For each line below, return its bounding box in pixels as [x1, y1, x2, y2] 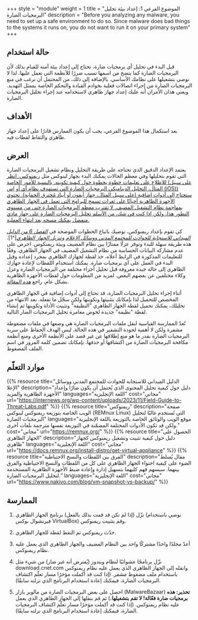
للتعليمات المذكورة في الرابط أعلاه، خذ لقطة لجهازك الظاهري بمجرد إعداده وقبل [6, 253, 182, 260]
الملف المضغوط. [6, 345, 44, 352]
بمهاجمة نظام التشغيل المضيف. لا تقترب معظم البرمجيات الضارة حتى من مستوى [6, 204, 183, 211]
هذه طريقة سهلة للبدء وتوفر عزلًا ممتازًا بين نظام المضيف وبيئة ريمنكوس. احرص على [6, 241, 192, 248]
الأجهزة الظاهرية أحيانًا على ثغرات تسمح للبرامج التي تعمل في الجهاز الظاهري [6, 197, 176, 204]
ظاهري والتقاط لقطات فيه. [6, 133, 66, 141]
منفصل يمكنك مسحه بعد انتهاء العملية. [6, 216, 90, 223]
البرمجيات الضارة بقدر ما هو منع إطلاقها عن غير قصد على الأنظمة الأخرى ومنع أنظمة [6, 332, 190, 339]
